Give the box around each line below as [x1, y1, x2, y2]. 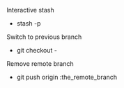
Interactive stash [6, 6, 54, 14]
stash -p [16, 19, 41, 27]
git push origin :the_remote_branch [16, 73, 118, 81]
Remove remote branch [6, 60, 74, 68]
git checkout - [16, 46, 57, 54]
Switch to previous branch [6, 33, 82, 41]
